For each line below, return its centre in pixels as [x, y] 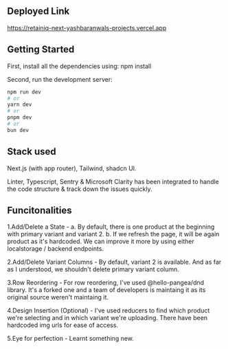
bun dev [18, 130]
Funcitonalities [39, 210]
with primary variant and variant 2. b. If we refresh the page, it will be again [113, 234]
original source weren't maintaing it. [58, 297]
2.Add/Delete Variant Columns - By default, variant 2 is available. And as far [114, 262]
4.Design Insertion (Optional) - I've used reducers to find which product [109, 311]
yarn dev [20, 105]
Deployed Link [38, 11]
